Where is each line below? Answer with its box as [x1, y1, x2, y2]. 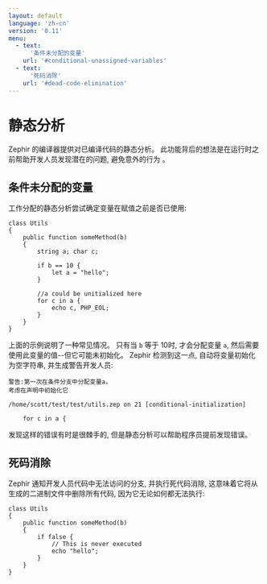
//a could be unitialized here [37, 290, 142, 298]
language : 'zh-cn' [8, 19, 70, 27]
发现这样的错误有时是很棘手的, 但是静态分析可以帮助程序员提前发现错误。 [8, 430, 252, 440]
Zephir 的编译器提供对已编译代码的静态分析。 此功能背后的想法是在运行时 [8, 144, 253, 154]
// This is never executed [51, 541, 142, 549]
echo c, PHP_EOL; [51, 304, 110, 313]
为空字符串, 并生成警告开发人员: [8, 360, 114, 371]
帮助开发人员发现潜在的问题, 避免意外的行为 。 [14, 155, 170, 164]
